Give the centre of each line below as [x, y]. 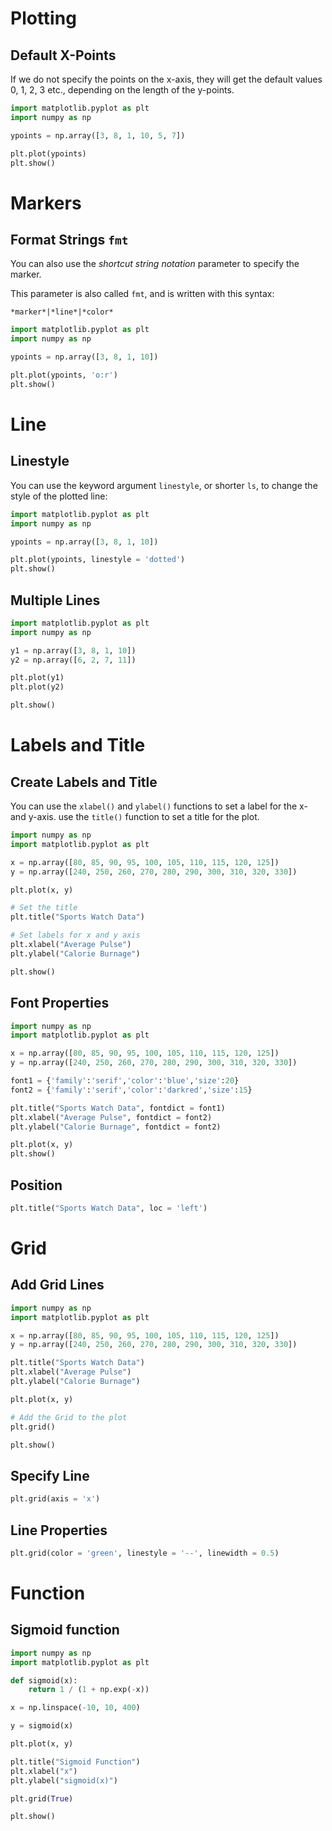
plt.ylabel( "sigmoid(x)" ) [64, 1780]
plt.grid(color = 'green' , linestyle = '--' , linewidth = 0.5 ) [145, 1553]
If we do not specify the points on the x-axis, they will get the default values [166, 79]
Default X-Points [63, 55]
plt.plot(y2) [37, 687]
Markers [46, 203]
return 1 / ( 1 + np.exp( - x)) [89, 1690]
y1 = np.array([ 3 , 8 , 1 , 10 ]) [73, 650]
